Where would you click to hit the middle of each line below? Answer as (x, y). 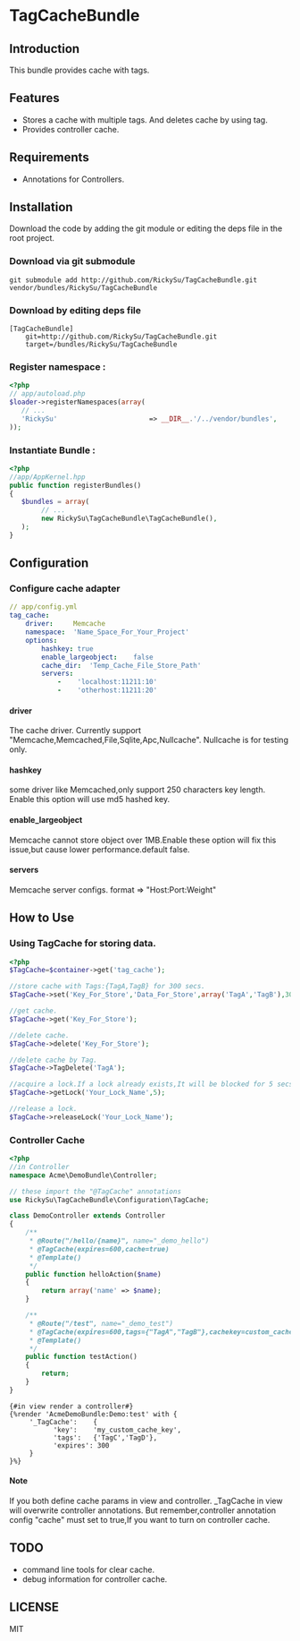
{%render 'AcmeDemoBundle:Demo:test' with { (93, 1414)
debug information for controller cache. (95, 1579)
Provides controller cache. (71, 129)
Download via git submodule (72, 261)
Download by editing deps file (75, 310)
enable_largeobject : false (97, 657)
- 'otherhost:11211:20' (107, 690)
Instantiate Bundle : (53, 450)
